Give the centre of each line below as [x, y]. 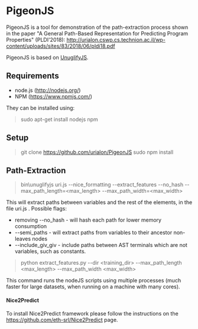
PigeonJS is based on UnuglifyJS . [47, 57]
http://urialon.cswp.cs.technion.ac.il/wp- [116, 40]
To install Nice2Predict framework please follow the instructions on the [92, 313]
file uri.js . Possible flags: [36, 209]
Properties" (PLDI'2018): [36, 40]
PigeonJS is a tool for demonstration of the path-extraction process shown [97, 27]
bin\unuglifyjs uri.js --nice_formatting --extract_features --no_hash [102, 185]
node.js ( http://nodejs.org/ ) [48, 90]
